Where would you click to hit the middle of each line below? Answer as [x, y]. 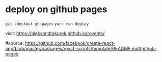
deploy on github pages [56, 9]
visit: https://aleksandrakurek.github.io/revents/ [55, 33]
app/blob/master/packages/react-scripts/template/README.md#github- [81, 48]
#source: [15, 43]
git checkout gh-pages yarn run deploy [47, 24]
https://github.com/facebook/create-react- [70, 43]
